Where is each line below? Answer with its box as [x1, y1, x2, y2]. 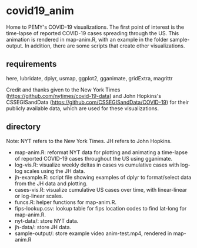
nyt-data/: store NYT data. [14, 217, 79, 224]
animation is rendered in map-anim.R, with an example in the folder [6, 36, 169, 43]
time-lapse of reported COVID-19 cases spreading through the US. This [6, 29, 179, 36]
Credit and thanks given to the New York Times [6, 86, 121, 93]
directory [6, 122, 41, 132]
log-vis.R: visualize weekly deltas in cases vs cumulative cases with [14, 161, 179, 168]
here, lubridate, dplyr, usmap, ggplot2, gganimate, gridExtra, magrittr [6, 74, 173, 81]
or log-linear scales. [14, 192, 64, 199]
